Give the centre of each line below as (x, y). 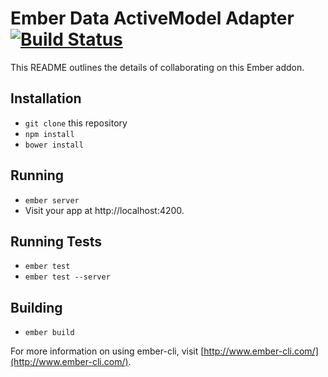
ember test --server (67, 277)
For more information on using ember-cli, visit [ (107, 351)
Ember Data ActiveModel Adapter (152, 18)
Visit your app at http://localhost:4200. (104, 210)
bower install (54, 145)
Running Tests (56, 241)
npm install (49, 134)
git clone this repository (76, 123)
